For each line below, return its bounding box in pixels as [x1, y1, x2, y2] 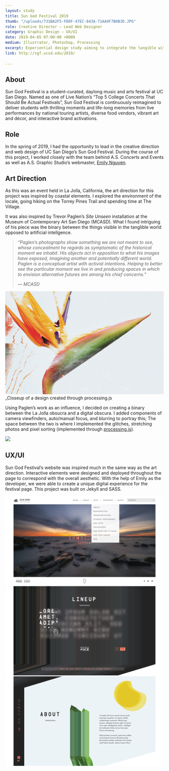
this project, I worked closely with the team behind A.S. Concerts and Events [5, 154, 164, 160]
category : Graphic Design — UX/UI [5, 29, 78, 35]
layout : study [5, 8, 35, 13]
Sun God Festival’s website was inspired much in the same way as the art [5, 464, 157, 470]
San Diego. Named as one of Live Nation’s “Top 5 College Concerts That [5, 94, 155, 100]
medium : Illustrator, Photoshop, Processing [5, 40, 100, 45]
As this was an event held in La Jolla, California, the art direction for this [5, 187, 154, 194]
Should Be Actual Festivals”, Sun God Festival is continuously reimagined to [5, 99, 161, 105]
